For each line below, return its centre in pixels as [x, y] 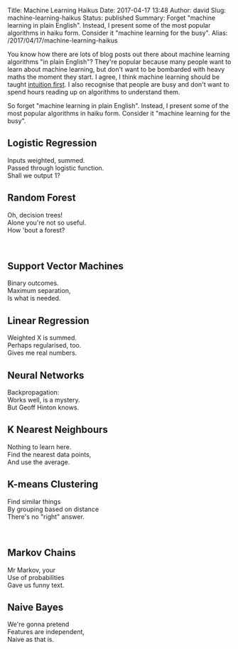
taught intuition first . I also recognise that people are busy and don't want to [118, 84]
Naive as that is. [31, 640]
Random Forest [42, 198]
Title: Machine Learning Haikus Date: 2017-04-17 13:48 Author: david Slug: [117, 10]
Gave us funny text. [36, 585]
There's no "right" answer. [46, 516]
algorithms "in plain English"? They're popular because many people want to [119, 62]
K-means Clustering [53, 484]
